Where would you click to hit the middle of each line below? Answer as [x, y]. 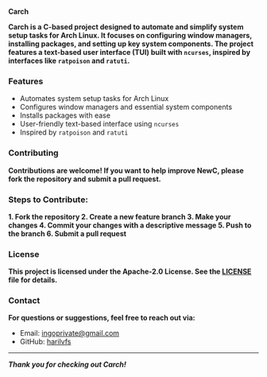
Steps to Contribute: [48, 200]
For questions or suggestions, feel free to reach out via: [102, 318]
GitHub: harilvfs [45, 342]
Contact [24, 301]
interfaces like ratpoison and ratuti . [69, 60]
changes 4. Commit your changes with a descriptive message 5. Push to [130, 225]
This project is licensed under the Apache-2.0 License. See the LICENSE [130, 272]
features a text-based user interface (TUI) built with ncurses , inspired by [130, 52]
